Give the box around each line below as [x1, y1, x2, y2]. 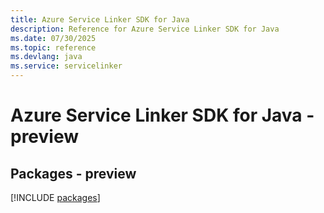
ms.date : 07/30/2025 [10, 33, 97, 43]
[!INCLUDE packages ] [10, 192, 101, 203]
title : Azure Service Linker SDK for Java [10, 14, 190, 25]
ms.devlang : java [10, 52, 83, 62]
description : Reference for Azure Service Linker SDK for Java [10, 24, 280, 34]
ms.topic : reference [10, 42, 97, 53]
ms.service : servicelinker [10, 61, 123, 71]
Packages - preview [10, 165, 137, 182]
